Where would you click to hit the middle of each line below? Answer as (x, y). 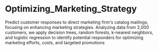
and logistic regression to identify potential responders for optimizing (74, 37)
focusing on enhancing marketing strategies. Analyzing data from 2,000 (77, 27)
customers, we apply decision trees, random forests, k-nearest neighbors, (79, 32)
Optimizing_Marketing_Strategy (71, 9)
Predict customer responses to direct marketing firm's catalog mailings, (77, 22)
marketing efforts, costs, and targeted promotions (55, 42)
